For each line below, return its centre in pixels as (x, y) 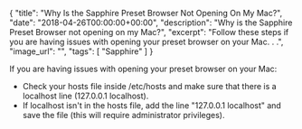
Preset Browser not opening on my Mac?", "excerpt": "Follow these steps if (149, 32)
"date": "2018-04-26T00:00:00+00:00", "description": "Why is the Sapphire (151, 23)
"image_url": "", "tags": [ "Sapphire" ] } (81, 51)
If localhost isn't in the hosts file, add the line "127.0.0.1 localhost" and (152, 106)
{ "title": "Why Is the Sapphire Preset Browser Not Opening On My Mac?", (146, 13)
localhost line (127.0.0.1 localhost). (85, 96)
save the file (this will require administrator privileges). (123, 115)
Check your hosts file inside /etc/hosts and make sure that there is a (150, 86)
